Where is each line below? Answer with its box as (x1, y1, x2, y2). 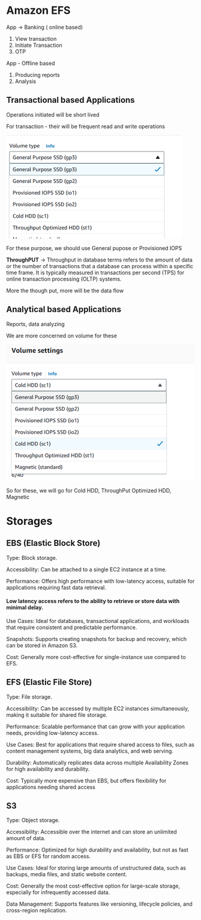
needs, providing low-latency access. (6, 729, 99, 737)
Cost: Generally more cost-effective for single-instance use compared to (6, 653, 186, 660)
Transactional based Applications (6, 95, 135, 105)
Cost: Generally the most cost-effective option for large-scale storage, (6, 882, 181, 890)
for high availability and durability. (6, 765, 90, 773)
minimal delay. (6, 604, 44, 611)
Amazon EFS (6, 4, 71, 17)
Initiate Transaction (14, 41, 63, 49)
